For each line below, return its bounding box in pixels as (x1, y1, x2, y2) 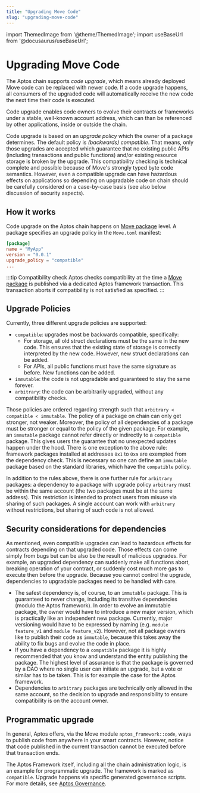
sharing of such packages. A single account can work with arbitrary (6, 500, 176, 508)
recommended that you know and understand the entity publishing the (14, 653, 188, 660)
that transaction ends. (6, 749, 60, 757)
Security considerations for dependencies (6, 524, 167, 534)
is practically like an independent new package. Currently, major (14, 614, 173, 622)
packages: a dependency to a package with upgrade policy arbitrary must (6, 481, 190, 488)
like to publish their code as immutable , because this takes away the (14, 634, 181, 641)
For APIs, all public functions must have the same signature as (23, 362, 177, 370)
